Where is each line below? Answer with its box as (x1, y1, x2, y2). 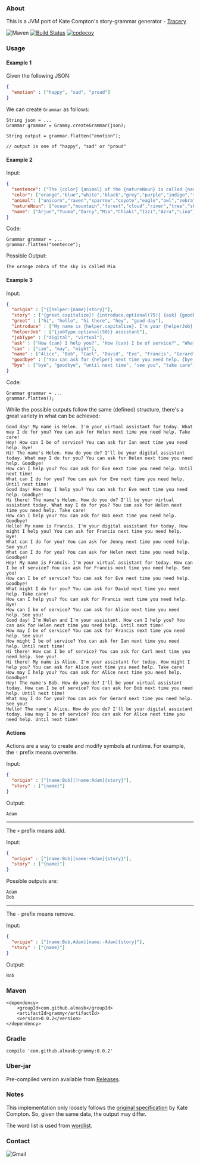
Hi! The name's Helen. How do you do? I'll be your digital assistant (6, 450, 185, 456)
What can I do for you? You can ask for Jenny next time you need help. (6, 539, 190, 545)
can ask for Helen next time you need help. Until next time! (6, 622, 164, 628)
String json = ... (6, 118, 52, 124)
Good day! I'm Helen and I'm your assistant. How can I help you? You (6, 617, 185, 623)
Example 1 (6, 59, 32, 66)
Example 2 (6, 156, 33, 163)
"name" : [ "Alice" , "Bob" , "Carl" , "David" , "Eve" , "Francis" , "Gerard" (11, 351, 196, 357)
